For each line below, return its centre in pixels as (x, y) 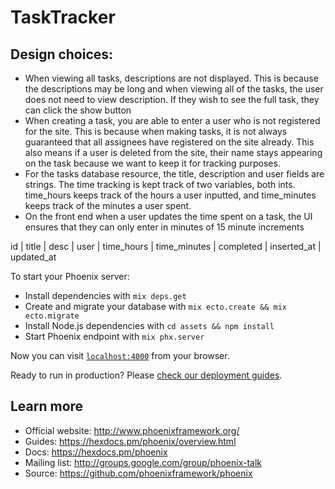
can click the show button (78, 110)
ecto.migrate (52, 316)
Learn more (47, 406)
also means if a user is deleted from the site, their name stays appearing (173, 152)
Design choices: (62, 54)
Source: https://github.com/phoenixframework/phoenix (138, 473)
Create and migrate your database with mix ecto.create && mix (155, 306)
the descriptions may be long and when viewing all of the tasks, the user (174, 89)
